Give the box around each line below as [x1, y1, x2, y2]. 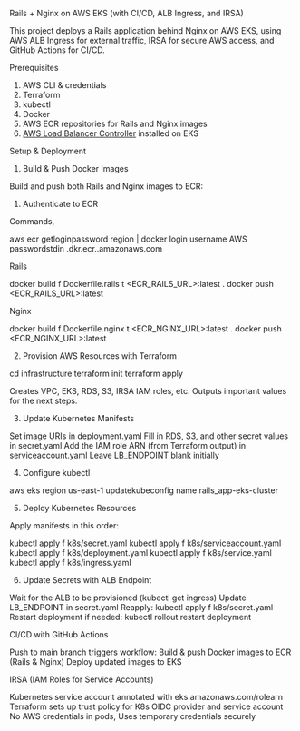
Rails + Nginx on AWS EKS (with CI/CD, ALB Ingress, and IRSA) [9, 8, 245, 18]
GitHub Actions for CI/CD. [9, 44, 106, 55]
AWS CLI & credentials [22, 80, 107, 90]
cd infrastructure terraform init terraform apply [9, 368, 184, 379]
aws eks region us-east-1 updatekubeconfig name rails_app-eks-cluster [9, 485, 279, 496]
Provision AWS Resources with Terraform [22, 351, 177, 361]
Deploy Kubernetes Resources [22, 503, 137, 513]
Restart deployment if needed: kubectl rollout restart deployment [9, 612, 252, 622]
